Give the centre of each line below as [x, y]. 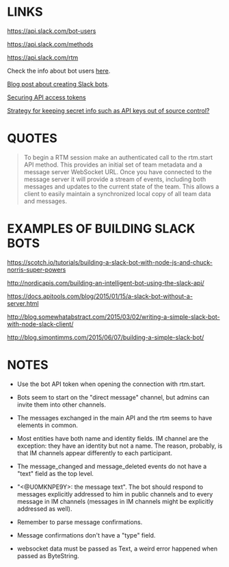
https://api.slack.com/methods [50, 44]
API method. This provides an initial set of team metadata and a [113, 165]
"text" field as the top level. [55, 473]
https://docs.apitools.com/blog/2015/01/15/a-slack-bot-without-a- [100, 296]
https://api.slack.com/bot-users [52, 31]
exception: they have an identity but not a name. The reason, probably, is [120, 446]
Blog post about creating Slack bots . [58, 84]
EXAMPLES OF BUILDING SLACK [101, 229]
